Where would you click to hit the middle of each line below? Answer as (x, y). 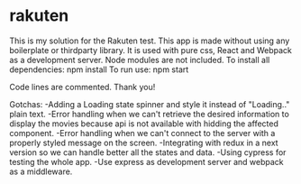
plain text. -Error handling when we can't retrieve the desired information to (150, 114)
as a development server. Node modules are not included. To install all (140, 60)
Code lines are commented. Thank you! (82, 87)
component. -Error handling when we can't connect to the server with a (142, 133)
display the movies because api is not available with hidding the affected (144, 124)
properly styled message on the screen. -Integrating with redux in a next (144, 143)
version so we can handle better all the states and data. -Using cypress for (148, 152)
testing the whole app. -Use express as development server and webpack (146, 161)
